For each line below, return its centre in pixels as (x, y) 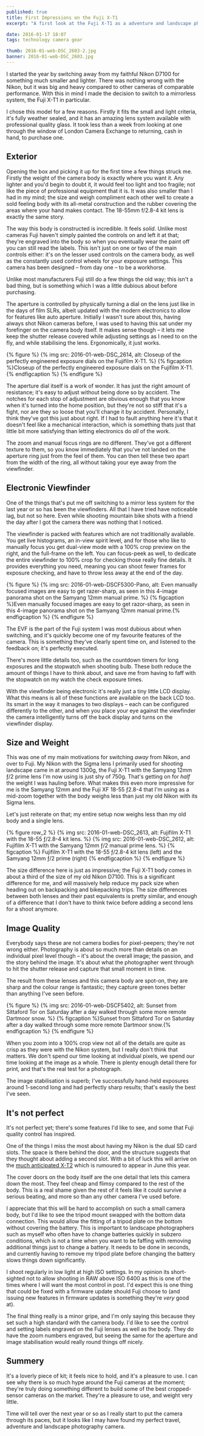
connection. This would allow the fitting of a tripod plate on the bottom (94, 1221)
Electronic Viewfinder (49, 488)
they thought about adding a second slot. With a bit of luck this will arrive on (102, 1159)
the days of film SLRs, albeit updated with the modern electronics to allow (99, 310)
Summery (25, 1361)
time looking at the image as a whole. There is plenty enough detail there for (102, 1063)
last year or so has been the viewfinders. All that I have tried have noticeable (102, 509)
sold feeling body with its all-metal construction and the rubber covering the (101, 203)
